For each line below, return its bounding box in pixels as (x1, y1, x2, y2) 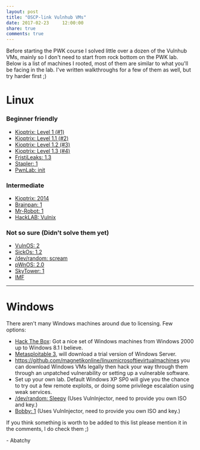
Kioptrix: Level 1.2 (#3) (14, 141, 70, 148)
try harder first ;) (6, 73, 47, 80)
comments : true (6, 31, 44, 37)
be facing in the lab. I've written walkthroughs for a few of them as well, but (6, 66, 192, 73)
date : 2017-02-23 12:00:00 (6, 20, 84, 26)
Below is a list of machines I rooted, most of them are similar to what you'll (6, 60, 189, 67)
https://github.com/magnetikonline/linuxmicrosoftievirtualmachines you (14, 357, 190, 364)
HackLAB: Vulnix (14, 213, 57, 221)
